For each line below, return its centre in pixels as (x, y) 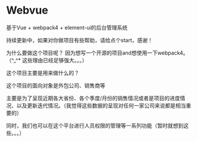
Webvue (27, 10)
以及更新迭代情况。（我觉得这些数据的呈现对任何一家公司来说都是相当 (101, 105)
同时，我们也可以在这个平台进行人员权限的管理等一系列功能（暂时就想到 (95, 125)
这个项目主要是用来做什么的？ (43, 72)
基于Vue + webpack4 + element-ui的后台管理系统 (67, 27)
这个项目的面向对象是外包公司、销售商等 (56, 85)
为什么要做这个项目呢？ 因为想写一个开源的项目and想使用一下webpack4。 (97, 53)
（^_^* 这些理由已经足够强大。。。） (47, 60)
